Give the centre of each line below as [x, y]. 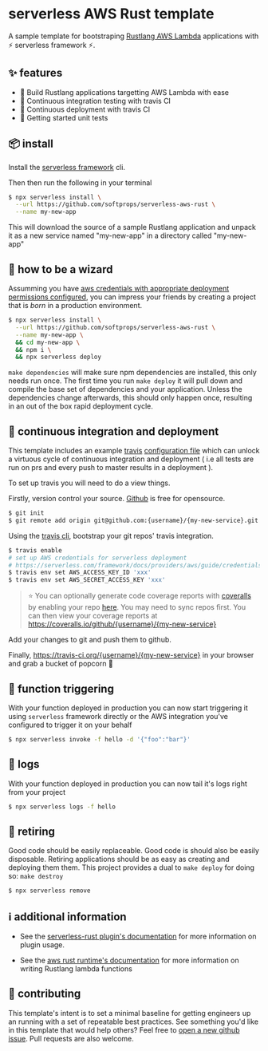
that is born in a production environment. [75, 305]
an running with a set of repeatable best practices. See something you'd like [134, 1021]
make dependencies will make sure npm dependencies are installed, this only [132, 373]
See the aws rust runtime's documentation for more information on [129, 960]
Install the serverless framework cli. [67, 167]
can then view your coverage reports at [93, 616]
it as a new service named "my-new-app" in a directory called [110, 235]
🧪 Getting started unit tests [64, 117]
